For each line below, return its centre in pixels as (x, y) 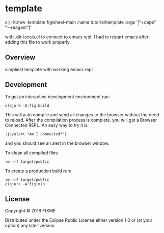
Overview (20, 58)
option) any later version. (30, 226)
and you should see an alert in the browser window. (57, 143)
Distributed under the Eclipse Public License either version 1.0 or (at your (79, 220)
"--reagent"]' (18, 27)
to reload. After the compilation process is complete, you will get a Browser (81, 120)
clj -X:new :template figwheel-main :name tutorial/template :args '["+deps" (81, 22)
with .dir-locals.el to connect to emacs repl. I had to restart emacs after (77, 37)
